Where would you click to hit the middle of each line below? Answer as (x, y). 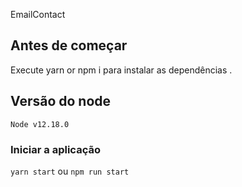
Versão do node (61, 101)
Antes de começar (69, 45)
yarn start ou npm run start (70, 171)
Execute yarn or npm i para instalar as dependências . (121, 70)
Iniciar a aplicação (55, 149)
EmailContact (38, 14)
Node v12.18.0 (40, 124)
